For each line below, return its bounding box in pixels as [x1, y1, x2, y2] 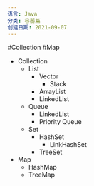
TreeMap [28, 170, 56, 179]
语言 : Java [7, 10, 38, 18]
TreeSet [38, 148, 63, 157]
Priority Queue [38, 118, 82, 126]
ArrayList [38, 87, 66, 96]
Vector [38, 72, 59, 81]
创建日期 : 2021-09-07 [7, 24, 68, 31]
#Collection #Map [7, 43, 60, 52]
